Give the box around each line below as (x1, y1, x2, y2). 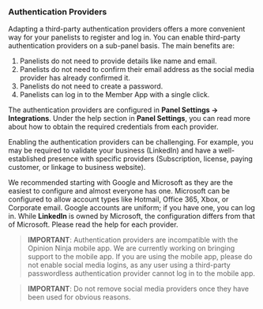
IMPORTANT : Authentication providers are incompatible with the (27, 236, 239, 245)
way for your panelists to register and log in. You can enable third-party (8, 32, 241, 42)
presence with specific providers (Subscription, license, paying (47, 154, 253, 164)
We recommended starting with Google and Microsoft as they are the (8, 178, 233, 187)
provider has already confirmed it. (19, 73, 130, 83)
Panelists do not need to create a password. (19, 81, 163, 91)
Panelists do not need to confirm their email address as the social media (19, 65, 255, 74)
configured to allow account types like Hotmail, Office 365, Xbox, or (8, 194, 229, 204)
